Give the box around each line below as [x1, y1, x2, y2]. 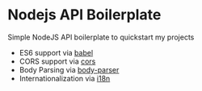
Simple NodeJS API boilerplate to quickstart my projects [7, 32, 195, 42]
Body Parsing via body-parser [19, 64, 120, 74]
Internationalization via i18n [19, 73, 111, 83]
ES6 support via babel [19, 48, 94, 57]
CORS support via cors [19, 56, 96, 66]
